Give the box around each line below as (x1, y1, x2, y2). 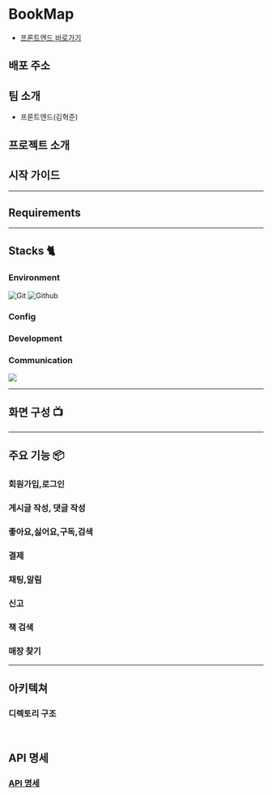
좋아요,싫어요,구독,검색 (8, 526, 93, 537)
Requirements (8, 205, 81, 219)
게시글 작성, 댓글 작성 (8, 503, 87, 514)
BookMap (8, 5, 74, 24)
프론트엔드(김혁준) (19, 112, 79, 122)
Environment (8, 272, 61, 283)
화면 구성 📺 (8, 405, 64, 419)
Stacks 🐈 (8, 244, 56, 257)
